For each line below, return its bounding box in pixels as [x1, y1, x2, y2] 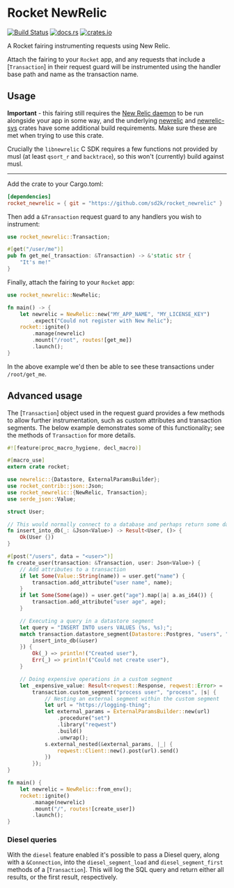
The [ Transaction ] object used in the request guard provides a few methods [7, 408, 225, 417]
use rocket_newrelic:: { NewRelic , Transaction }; [7, 489, 148, 496]
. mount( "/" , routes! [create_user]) [32, 805, 136, 812]
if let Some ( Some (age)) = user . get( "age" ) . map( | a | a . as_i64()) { [19, 592, 214, 599]
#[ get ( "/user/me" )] [7, 246, 64, 253]
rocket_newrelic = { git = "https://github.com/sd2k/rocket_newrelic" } [7, 199, 223, 207]
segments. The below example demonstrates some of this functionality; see [7, 423, 225, 431]
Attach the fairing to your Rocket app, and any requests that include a [7, 55, 205, 64]
